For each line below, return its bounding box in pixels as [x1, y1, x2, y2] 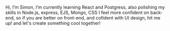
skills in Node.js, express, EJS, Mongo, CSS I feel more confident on [5, 9, 149, 15]
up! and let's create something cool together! [5, 20, 101, 26]
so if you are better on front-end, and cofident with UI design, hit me [15, 15, 161, 20]
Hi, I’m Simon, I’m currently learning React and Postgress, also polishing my [5, 4, 165, 10]
